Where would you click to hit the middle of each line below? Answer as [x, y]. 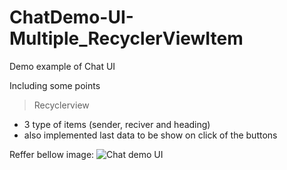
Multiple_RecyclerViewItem [126, 38]
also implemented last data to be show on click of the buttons [150, 135]
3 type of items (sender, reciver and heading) [117, 124]
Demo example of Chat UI [62, 66]
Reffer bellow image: [52, 154]
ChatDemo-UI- [71, 17]
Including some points [55, 85]
